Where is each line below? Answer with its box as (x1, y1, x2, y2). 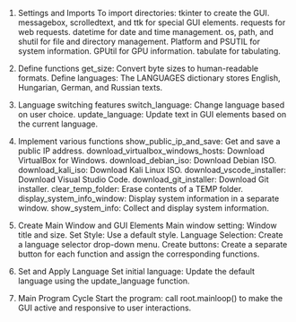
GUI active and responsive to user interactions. (17, 302, 192, 313)
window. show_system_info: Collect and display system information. (17, 203, 269, 213)
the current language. (17, 118, 99, 129)
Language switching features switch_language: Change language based (17, 100, 285, 110)
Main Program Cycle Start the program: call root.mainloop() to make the (17, 293, 283, 303)
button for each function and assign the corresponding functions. (17, 248, 260, 259)
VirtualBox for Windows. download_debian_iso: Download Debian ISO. (17, 155, 277, 165)
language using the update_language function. (17, 275, 190, 286)
